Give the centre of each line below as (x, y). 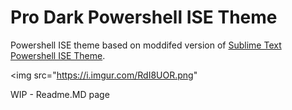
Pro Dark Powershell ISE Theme (144, 17)
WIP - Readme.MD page (60, 94)
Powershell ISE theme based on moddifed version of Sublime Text (146, 45)
